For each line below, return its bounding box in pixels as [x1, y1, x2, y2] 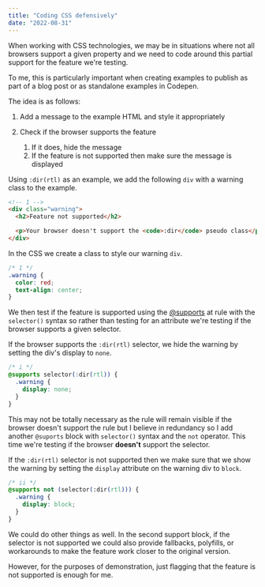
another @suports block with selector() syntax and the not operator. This [8, 431, 246, 441]
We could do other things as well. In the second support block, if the [8, 529, 230, 539]
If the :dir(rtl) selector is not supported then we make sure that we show [8, 455, 251, 465]
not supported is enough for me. [8, 570, 114, 579]
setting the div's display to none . [8, 348, 112, 358]
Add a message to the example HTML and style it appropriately [19, 111, 226, 121]
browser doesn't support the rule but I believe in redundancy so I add [8, 423, 233, 432]
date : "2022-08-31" [8, 19, 73, 27]
